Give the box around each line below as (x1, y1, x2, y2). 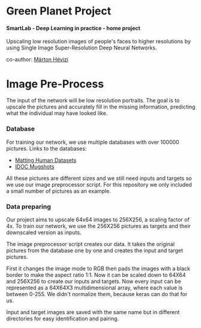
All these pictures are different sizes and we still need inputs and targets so (6, 175, 192, 182)
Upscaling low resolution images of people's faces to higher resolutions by (6, 38, 191, 45)
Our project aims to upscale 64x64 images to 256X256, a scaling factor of (6, 215, 190, 223)
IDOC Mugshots (14, 162, 55, 170)
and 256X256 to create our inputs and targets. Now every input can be (6, 277, 181, 285)
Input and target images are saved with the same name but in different (6, 308, 180, 315)
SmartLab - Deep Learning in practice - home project (6, 24, 141, 31)
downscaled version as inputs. (6, 229, 82, 236)
